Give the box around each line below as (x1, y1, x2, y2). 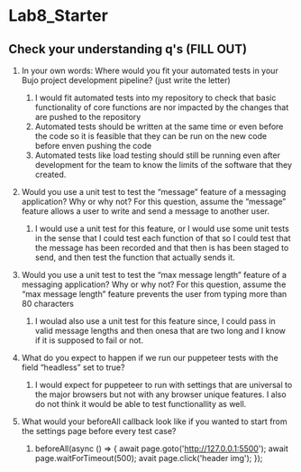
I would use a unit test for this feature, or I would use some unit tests (34, 223, 289, 234)
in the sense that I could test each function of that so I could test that (34, 233, 291, 244)
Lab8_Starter (8, 5, 109, 26)
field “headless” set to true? (21, 362, 125, 373)
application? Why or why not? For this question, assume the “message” (21, 196, 287, 207)
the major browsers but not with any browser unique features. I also (34, 389, 287, 400)
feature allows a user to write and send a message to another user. (21, 206, 270, 217)
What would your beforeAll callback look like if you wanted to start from (21, 416, 287, 427)
